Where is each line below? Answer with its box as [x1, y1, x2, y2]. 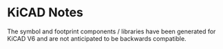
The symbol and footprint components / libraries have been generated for [7, 27, 216, 35]
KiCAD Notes [7, 5, 84, 20]
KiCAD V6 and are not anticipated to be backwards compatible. [7, 34, 187, 42]
